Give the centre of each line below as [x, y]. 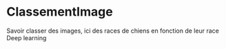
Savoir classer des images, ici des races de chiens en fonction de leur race [113, 31]
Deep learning [27, 37]
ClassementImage [60, 12]
